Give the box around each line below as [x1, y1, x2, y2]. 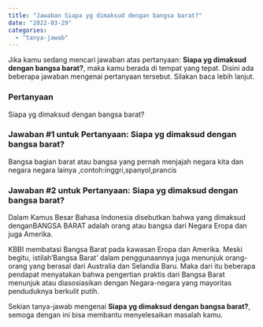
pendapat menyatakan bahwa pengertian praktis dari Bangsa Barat [8, 269, 225, 280]
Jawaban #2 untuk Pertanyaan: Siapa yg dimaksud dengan [8, 184, 239, 195]
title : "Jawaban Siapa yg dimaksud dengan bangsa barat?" [8, 11, 202, 20]
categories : [8, 26, 47, 34]
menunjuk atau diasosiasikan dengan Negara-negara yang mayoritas [8, 278, 232, 288]
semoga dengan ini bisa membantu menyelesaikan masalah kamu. [8, 310, 223, 320]
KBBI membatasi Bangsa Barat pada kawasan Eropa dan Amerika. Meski [8, 245, 243, 255]
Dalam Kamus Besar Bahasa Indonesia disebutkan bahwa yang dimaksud [8, 213, 246, 222]
